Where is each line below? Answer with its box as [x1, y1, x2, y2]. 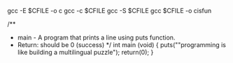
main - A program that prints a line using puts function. [17, 33, 176, 42]
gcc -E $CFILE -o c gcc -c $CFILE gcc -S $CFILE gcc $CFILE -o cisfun [7, 7, 212, 15]
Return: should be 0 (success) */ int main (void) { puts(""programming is [17, 41, 226, 48]
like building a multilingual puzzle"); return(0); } [17, 48, 154, 56]
